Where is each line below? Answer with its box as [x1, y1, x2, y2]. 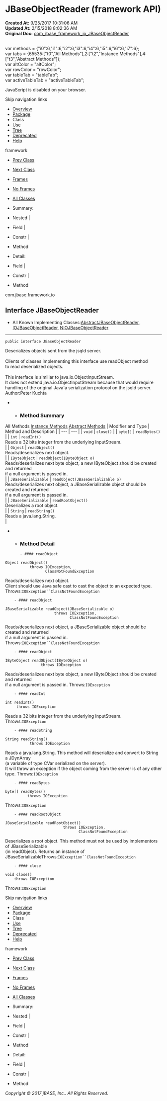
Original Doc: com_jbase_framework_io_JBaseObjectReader [5, 30, 129, 36]
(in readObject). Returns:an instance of [5, 848, 85, 854]
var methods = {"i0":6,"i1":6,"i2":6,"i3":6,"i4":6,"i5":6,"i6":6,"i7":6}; [5, 45, 140, 51]
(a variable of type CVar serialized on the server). [5, 761, 106, 766]
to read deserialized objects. [5, 363, 64, 369]
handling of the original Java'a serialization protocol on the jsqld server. [5, 384, 152, 391]
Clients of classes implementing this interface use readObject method [5, 358, 148, 364]
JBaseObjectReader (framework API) [5, 3, 162, 15]
